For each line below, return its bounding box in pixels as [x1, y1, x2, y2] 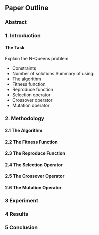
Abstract [5, 19, 27, 26]
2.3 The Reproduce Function [5, 150, 66, 156]
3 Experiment [5, 197, 38, 204]
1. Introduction [5, 32, 41, 39]
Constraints [12, 65, 36, 71]
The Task [5, 44, 25, 50]
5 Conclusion [5, 224, 38, 231]
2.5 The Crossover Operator [5, 173, 65, 179]
